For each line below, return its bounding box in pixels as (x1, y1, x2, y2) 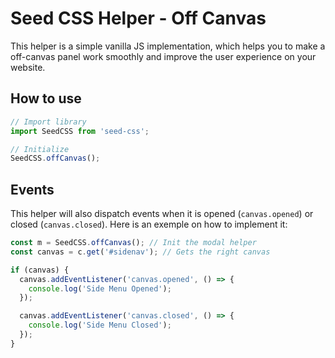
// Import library (10, 117, 87, 127)
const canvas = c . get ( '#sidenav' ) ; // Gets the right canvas (10, 247, 271, 257)
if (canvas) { (10, 265, 70, 275)
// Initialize (10, 144, 70, 154)
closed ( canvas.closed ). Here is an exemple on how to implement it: (10, 218, 288, 231)
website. (10, 61, 46, 73)
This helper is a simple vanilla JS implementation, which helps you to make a (10, 40, 326, 52)
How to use (10, 90, 82, 107)
